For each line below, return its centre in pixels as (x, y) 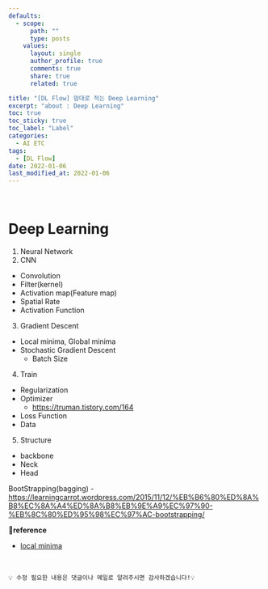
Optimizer (36, 399)
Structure (36, 440)
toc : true (25, 113)
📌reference (27, 530)
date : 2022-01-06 (38, 166)
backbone (37, 456)
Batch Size (50, 359)
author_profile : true (66, 61)
